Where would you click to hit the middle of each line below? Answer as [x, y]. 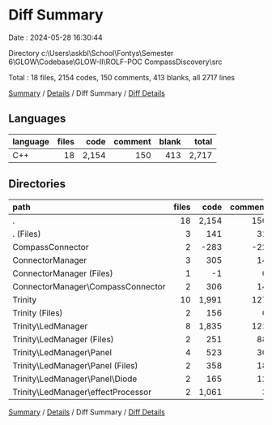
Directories [37, 184]
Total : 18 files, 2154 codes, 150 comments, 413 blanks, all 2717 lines [122, 77]
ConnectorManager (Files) [63, 273]
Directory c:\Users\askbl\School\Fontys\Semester [91, 53]
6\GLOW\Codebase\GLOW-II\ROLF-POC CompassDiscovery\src [115, 62]
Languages [37, 119]
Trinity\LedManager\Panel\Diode [75, 379]
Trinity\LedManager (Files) [64, 339]
